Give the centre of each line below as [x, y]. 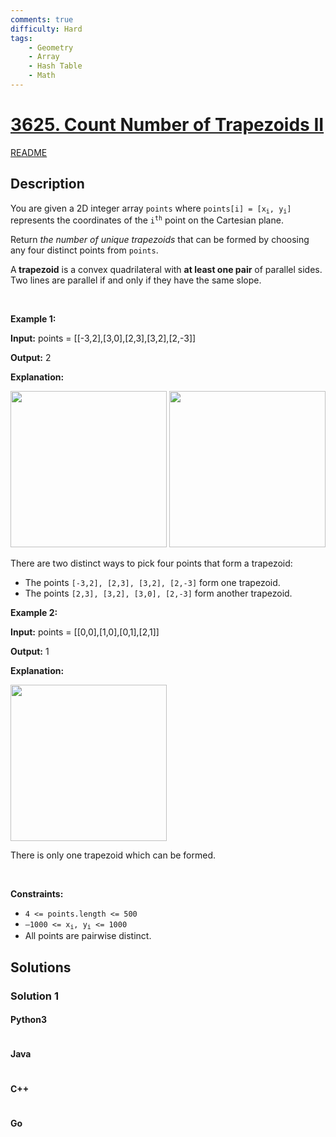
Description [47, 184]
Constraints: [37, 894]
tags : [21, 38]
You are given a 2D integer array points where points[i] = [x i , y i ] [151, 208]
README [29, 152]
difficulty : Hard [46, 29]
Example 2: [34, 612]
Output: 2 [31, 357]
